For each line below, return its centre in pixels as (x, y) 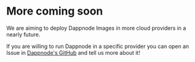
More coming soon (55, 11)
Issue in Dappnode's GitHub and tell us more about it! (73, 52)
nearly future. (23, 34)
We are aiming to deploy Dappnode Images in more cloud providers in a (96, 28)
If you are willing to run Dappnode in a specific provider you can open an (98, 46)
